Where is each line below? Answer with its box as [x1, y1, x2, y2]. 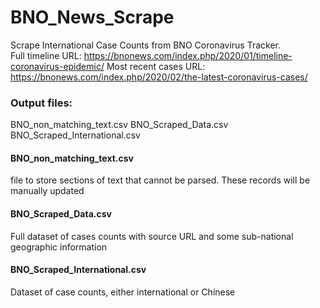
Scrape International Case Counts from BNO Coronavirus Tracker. [10, 39, 282, 51]
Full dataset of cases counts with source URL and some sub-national [10, 230, 294, 242]
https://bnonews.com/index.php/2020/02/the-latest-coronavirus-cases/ [10, 71, 308, 83]
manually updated [10, 185, 85, 197]
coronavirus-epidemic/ [10, 60, 105, 72]
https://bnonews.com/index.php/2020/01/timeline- [83, 49, 293, 61]
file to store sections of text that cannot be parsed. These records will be [10, 174, 311, 186]
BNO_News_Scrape [10, 6, 175, 29]
